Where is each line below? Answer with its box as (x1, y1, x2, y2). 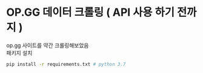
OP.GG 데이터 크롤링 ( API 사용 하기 (6, 5, 175, 19)
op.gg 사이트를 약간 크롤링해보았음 (6, 42, 89, 49)
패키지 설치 (6, 49, 33, 56)
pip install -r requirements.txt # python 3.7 (6, 61, 126, 67)
